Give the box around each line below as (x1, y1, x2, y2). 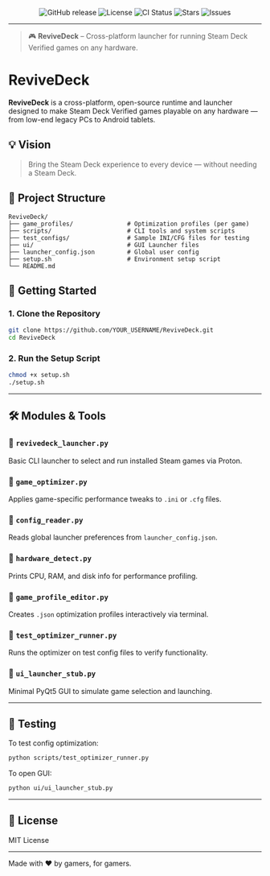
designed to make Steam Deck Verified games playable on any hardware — (8, 105, 259, 116)
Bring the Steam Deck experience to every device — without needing (27, 159, 257, 169)
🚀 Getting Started (8, 283, 97, 297)
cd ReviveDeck (8, 334, 56, 342)
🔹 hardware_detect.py (8, 552, 92, 564)
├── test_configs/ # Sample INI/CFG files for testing (8, 233, 250, 242)
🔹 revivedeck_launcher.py (8, 437, 108, 448)
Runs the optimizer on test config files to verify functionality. (8, 648, 209, 658)
